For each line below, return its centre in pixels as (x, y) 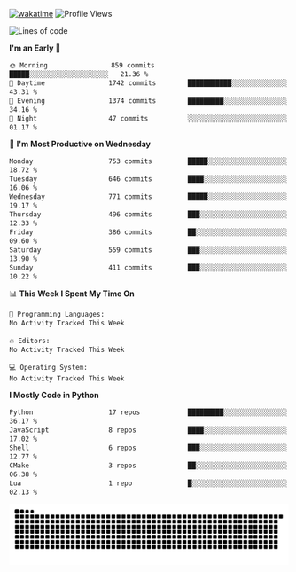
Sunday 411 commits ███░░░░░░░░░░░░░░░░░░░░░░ (148, 268)
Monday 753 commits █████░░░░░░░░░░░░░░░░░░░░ (148, 161)
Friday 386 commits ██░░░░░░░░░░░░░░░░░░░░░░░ (148, 232)
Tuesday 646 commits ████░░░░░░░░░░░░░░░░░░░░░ (148, 179)
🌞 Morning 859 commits (82, 66)
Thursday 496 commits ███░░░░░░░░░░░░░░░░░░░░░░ (148, 215)
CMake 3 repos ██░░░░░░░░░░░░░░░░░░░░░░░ (148, 466)
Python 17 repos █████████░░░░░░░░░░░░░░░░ (148, 412)
